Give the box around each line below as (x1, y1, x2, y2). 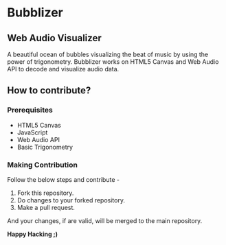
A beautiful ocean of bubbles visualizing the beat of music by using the (7, 50, 208, 58)
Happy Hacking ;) (7, 230, 58, 238)
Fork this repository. (16, 189, 74, 197)
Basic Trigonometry (16, 143, 74, 151)
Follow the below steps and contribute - (7, 175, 120, 183)
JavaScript (16, 128, 48, 137)
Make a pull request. (16, 203, 76, 211)
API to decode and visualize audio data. (7, 65, 120, 73)
